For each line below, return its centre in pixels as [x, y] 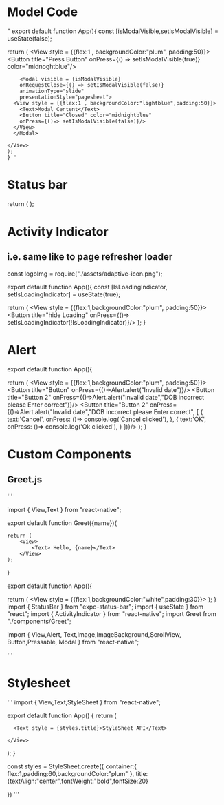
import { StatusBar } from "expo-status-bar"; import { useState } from [105, 607]
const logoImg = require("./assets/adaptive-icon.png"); [85, 274]
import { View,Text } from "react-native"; [64, 509]
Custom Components [69, 454]
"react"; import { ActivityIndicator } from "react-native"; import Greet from [112, 613]
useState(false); [30, 38]
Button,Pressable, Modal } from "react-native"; [73, 642]
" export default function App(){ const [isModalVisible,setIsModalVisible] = [113, 31]
